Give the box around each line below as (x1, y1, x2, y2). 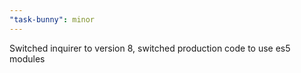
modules (9, 52, 46, 65)
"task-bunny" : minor (9, 14, 96, 25)
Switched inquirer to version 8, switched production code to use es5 (9, 42, 291, 54)
